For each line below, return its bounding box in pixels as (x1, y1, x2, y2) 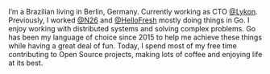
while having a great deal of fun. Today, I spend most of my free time (8, 41, 238, 51)
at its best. (8, 58, 44, 68)
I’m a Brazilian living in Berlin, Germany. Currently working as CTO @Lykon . (8, 7, 258, 16)
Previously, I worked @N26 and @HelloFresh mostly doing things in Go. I (8, 15, 250, 25)
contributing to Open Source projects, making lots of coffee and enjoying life (8, 50, 263, 59)
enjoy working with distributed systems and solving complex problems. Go (8, 24, 256, 33)
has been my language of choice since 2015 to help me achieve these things (8, 32, 263, 42)
